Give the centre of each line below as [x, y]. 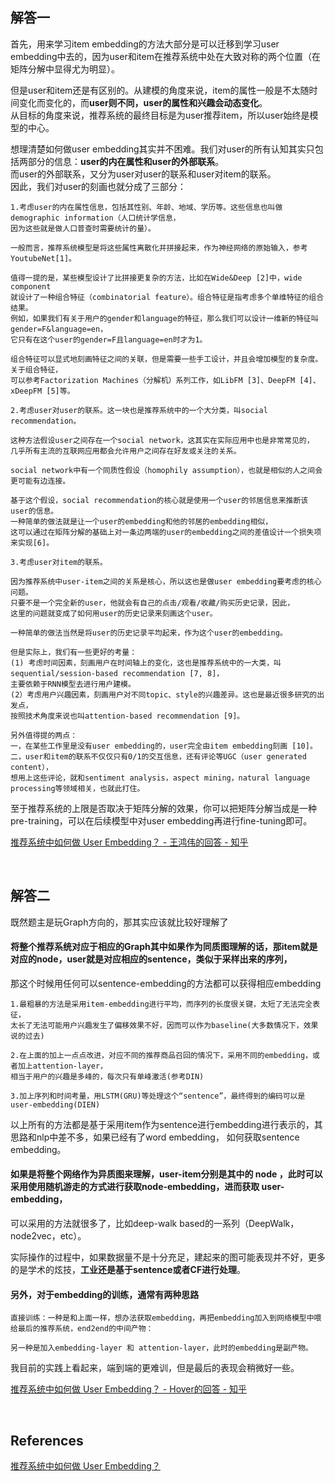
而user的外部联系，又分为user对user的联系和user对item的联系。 [143, 174]
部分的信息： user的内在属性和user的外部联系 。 [126, 161]
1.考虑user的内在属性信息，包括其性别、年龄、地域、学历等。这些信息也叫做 [146, 207]
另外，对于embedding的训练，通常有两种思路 [105, 1294]
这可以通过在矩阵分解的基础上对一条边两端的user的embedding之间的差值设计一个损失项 [166, 532]
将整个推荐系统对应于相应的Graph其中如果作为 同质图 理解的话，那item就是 [164, 947]
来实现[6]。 [32, 543]
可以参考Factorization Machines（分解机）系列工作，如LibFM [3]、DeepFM [153, 380]
